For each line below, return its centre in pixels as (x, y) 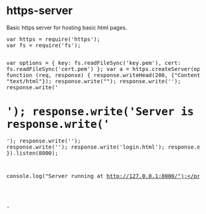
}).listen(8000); (32, 153)
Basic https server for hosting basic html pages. (67, 28)
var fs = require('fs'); (44, 45)
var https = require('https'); (53, 39)
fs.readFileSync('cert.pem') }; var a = (68, 69)
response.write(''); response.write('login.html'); (86, 147)
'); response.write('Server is (100, 112)
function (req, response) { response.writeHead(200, (87, 75)
